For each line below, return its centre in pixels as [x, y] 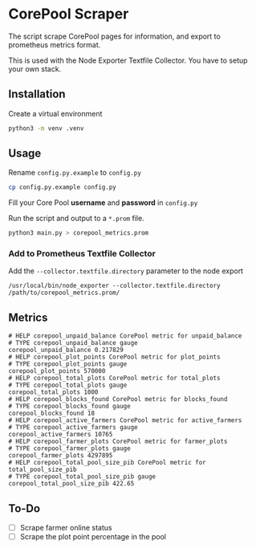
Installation [37, 94]
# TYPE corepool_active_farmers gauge [73, 428]
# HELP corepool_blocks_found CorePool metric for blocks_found [118, 399]
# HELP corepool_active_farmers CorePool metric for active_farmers [125, 420]
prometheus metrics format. [55, 44]
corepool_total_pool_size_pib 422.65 [71, 484]
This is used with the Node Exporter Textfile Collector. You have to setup [128, 60]
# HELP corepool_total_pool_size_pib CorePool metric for [107, 463]
